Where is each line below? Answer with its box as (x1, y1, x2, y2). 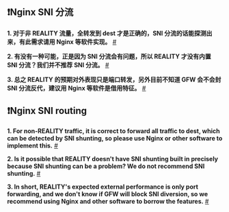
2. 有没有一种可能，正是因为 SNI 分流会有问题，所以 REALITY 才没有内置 (7, 52, 212, 60)
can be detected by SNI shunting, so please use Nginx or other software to (7, 134, 223, 142)
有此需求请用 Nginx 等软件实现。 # (18, 37, 117, 46)
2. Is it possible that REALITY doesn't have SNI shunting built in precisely (7, 154, 219, 163)
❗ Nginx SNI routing (7, 105, 87, 117)
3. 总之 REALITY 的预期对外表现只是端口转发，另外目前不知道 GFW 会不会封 (7, 75, 221, 84)
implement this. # (7, 141, 58, 150)
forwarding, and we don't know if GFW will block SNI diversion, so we (7, 189, 208, 198)
